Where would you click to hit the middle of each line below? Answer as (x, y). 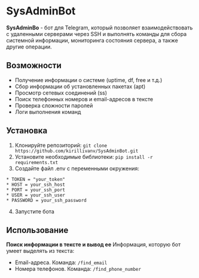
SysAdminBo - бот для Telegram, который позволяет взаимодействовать (99, 28)
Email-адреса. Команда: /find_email (61, 262)
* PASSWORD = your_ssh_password (46, 200)
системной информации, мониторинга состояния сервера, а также (92, 40)
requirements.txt (36, 162)
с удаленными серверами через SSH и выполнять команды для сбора (97, 34)
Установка (27, 131)
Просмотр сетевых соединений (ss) (61, 93)
